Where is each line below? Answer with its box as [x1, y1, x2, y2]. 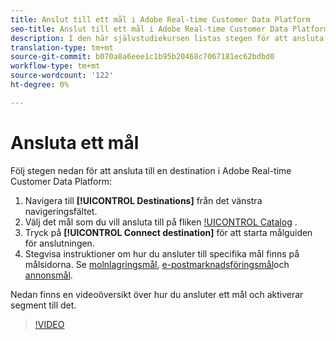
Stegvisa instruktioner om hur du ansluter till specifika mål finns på [24, 247, 300, 260]
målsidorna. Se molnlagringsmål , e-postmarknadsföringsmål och [24, 258, 290, 270]
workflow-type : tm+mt [10, 61, 101, 71]
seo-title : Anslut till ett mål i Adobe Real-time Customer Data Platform [10, 24, 329, 34]
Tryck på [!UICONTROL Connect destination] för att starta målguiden [24, 226, 313, 238]
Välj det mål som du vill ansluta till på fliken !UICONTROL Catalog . [24, 216, 298, 228]
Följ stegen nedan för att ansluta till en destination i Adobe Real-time [10, 164, 292, 176]
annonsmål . [24, 269, 73, 281]
